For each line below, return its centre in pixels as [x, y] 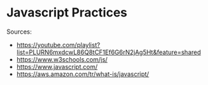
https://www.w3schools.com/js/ [62, 59]
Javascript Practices [67, 13]
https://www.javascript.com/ [57, 66]
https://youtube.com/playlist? [58, 45]
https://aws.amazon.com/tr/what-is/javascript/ [83, 74]
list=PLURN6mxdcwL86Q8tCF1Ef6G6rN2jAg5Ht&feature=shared [108, 52]
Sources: [19, 32]
